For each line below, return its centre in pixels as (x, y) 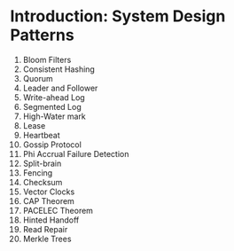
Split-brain (42, 163)
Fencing (38, 173)
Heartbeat (41, 135)
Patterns (42, 35)
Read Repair (45, 229)
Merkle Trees (47, 239)
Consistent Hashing (59, 69)
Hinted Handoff (51, 220)
